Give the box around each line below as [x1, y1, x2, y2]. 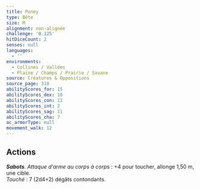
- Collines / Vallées [11, 64, 66, 70]
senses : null [6, 42, 39, 48]
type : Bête [6, 14, 34, 20]
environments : [6, 58, 42, 64]
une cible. [6, 169, 31, 176]
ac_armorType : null [6, 120, 55, 126]
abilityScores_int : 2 [6, 103, 60, 109]
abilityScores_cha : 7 [6, 114, 60, 120]
